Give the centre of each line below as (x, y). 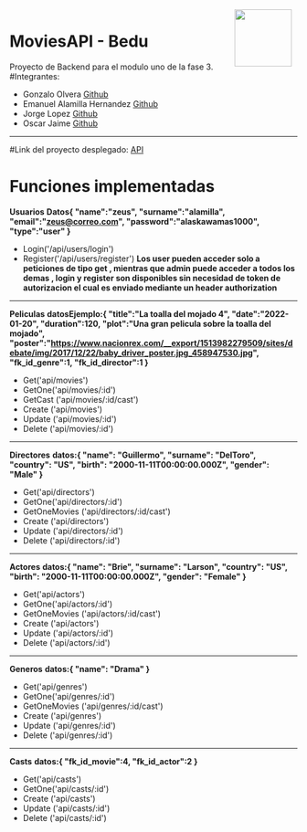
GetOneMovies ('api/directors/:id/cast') (96, 511)
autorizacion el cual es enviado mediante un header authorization (150, 288)
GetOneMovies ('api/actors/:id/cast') (92, 613)
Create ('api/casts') (59, 798)
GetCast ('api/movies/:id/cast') (80, 399)
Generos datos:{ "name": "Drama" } (80, 669)
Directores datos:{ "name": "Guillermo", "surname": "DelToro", (133, 455)
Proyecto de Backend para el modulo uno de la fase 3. (111, 67)
